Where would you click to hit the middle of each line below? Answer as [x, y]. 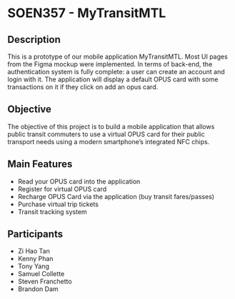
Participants [35, 234]
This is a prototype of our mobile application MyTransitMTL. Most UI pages [118, 56]
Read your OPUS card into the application [79, 181]
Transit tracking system [52, 211]
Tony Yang [34, 266]
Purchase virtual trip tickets [58, 204]
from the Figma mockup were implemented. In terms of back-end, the [110, 64]
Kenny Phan [35, 259]
